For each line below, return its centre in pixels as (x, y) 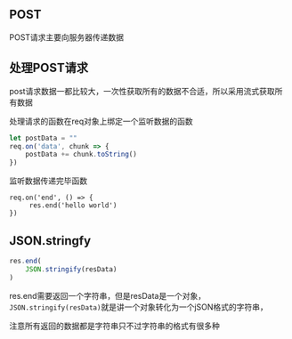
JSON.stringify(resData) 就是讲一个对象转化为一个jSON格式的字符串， (139, 307)
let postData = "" (43, 138)
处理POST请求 (49, 68)
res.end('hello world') (73, 206)
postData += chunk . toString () (81, 155)
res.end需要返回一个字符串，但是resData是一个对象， (108, 295)
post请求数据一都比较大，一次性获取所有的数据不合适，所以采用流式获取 (142, 91)
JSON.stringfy (50, 241)
